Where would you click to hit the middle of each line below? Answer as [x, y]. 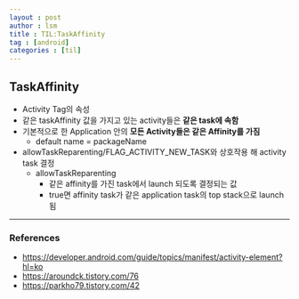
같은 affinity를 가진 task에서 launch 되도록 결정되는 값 [143, 183]
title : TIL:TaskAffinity [57, 34]
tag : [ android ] [39, 42]
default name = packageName [91, 141]
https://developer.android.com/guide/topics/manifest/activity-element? [152, 257]
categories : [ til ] [45, 51]
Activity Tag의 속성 [56, 109]
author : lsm [33, 26]
